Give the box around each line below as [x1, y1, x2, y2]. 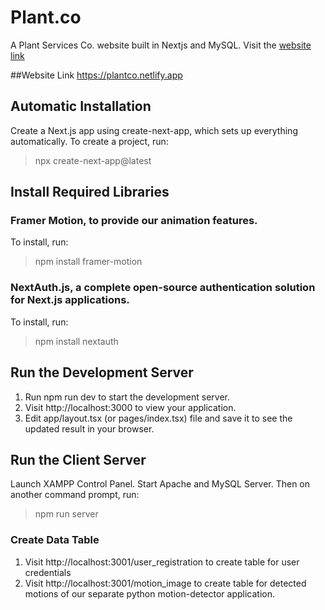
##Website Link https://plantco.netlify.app [10, 69, 183, 81]
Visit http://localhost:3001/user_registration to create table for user [24, 556, 300, 568]
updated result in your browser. [24, 422, 155, 435]
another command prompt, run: [10, 489, 140, 501]
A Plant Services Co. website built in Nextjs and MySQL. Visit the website [10, 39, 312, 51]
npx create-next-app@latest [34, 154, 152, 166]
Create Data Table [10, 533, 100, 547]
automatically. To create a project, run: [10, 135, 169, 147]
